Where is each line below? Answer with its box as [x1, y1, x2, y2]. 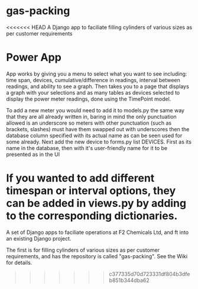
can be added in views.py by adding [6, 197, 187, 210]
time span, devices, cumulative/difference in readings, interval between [6, 76, 180, 83]
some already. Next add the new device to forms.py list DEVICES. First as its [6, 138, 192, 145]
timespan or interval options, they [6, 184, 176, 197]
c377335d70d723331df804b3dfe [109, 270, 190, 277]
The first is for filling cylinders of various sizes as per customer [6, 246, 160, 254]
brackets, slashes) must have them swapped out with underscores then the [6, 125, 190, 132]
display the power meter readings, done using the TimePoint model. [6, 95, 171, 102]
